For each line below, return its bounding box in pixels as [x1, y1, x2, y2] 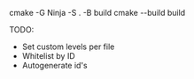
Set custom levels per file [21, 41, 115, 52]
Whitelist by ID [21, 51, 75, 61]
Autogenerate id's [21, 61, 88, 70]
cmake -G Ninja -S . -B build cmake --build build [9, 8, 186, 18]
